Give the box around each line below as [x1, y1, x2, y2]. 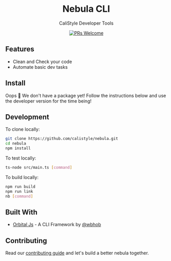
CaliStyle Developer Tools [59, 20, 114, 26]
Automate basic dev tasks [12, 64, 68, 70]
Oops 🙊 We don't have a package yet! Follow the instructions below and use [5, 92, 166, 98]
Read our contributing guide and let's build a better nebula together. [5, 250, 149, 256]
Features [5, 45, 34, 54]
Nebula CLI [62, 3, 110, 15]
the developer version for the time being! [5, 98, 91, 104]
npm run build [5, 184, 36, 189]
